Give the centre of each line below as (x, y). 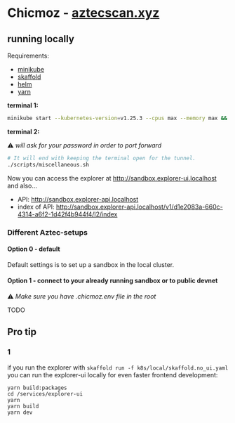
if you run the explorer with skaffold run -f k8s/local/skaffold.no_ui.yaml (118, 367)
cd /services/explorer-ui (45, 394)
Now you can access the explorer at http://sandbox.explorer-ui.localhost (112, 178)
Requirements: (28, 56)
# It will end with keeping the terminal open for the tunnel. (102, 158)
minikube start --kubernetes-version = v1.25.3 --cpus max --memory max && (117, 118)
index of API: (36, 207)
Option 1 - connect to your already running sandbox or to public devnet (113, 281)
